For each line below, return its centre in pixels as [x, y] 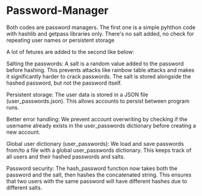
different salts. [24, 188]
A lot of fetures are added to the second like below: [70, 51]
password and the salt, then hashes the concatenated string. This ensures [99, 175]
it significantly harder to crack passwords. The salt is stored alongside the [99, 76]
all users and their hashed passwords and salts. [66, 156]
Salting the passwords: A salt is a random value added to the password [95, 64]
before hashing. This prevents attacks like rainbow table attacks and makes [100, 70]
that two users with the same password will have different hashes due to [97, 181]
